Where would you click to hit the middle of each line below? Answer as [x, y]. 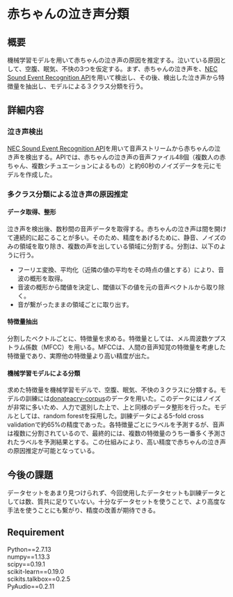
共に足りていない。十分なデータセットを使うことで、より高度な [135, 502]
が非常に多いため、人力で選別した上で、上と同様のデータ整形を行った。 [111, 407]
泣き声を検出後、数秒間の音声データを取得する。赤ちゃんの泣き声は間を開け [117, 229]
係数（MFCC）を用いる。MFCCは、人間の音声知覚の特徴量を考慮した [126, 347]
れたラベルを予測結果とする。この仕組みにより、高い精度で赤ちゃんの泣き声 [116, 442]
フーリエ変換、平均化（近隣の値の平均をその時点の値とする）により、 [118, 269]
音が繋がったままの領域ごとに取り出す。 [75, 304]
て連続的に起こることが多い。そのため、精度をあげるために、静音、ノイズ [114, 237]
